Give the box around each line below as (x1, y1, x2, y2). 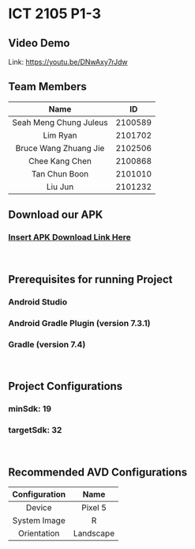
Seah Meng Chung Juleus (12, 116, 108, 127)
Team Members (8, 80, 87, 93)
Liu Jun (46, 181, 74, 192)
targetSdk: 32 (8, 425, 62, 436)
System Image (12, 515, 66, 526)
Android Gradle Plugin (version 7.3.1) (8, 317, 152, 328)
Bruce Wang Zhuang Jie (15, 142, 105, 153)
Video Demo (8, 36, 70, 50)
